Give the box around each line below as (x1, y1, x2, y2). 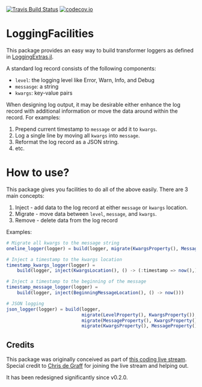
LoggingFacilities (6, 27, 94, 40)
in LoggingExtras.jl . (6, 53, 54, 60)
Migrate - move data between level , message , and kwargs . (14, 210, 158, 217)
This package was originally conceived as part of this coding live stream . (6, 356, 187, 363)
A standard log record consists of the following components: (6, 64, 156, 72)
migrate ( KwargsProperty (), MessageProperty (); (81, 323, 200, 329)
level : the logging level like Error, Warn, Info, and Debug (14, 76, 155, 84)
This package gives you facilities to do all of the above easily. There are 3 (6, 186, 188, 193)
